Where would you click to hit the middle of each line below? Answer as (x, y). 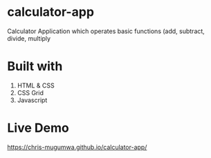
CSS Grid (30, 92)
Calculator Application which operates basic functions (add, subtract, (106, 31)
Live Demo (38, 128)
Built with (35, 67)
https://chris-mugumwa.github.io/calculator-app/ (77, 147)
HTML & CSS (36, 85)
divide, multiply (29, 38)
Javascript (32, 100)
